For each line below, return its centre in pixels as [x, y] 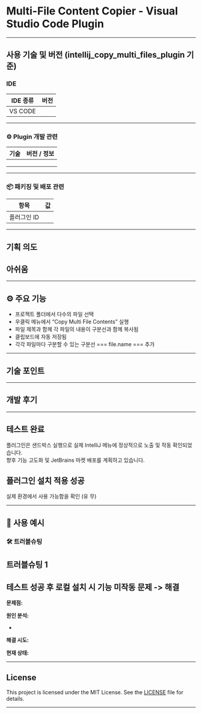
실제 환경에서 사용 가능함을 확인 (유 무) [51, 496]
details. [15, 698]
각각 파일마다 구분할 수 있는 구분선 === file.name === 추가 [85, 344]
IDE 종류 [23, 101]
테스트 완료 [26, 430]
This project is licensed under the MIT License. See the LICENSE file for [95, 692]
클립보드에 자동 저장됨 [41, 337]
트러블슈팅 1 [27, 565]
